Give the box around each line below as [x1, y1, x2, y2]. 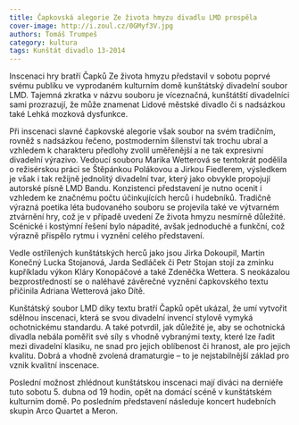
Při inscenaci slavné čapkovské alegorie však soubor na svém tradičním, [9, 126, 277, 137]
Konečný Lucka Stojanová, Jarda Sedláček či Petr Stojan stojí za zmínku [9, 257, 274, 268]
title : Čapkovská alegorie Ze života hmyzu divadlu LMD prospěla [9, 12, 257, 22]
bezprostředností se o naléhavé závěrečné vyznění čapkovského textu [9, 276, 269, 287]
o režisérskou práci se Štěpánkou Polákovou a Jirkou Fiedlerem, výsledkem [9, 164, 287, 175]
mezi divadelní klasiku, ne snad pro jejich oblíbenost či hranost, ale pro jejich [9, 341, 291, 352]
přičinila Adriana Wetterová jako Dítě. [9, 286, 145, 296]
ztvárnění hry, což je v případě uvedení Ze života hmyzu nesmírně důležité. [9, 212, 286, 222]
